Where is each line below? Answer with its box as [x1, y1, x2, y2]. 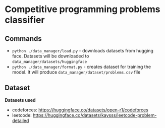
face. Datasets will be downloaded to [12, 53, 89, 59]
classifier [5, 14, 45, 26]
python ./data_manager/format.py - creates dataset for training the [12, 64, 151, 70]
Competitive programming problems [5, 4, 160, 15]
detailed [12, 117, 29, 123]
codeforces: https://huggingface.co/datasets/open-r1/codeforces [12, 107, 148, 113]
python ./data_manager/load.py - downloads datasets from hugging [12, 48, 153, 53]
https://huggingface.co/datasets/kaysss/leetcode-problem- [33, 112, 157, 118]
